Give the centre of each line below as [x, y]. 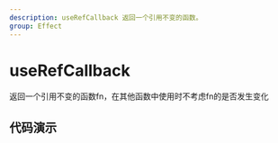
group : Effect [36, 26]
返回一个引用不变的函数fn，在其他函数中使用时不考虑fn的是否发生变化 [139, 96]
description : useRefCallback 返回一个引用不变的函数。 [106, 18]
